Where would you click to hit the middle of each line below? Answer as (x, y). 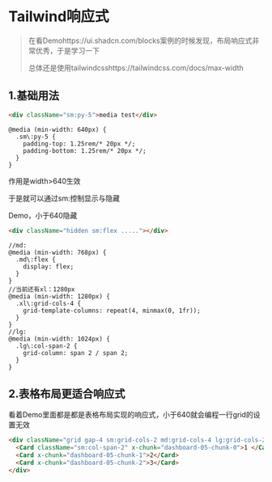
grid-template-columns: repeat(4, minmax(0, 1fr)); (112, 311)
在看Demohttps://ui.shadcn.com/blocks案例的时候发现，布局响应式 (140, 40)
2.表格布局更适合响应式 (67, 393)
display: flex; (49, 266)
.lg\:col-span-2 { (47, 346)
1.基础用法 (34, 96)
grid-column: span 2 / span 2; (76, 353)
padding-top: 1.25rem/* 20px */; (79, 144)
